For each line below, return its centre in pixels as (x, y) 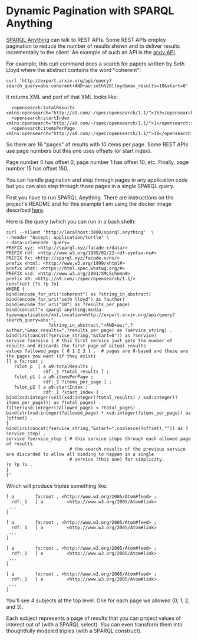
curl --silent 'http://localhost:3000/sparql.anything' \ (80, 232)
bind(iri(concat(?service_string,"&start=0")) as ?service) (82, 335)
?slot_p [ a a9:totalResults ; (54, 366)
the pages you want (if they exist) (51, 356)
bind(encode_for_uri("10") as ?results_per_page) (68, 304)
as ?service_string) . (145, 330)
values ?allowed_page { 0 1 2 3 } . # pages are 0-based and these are (97, 351)
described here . (25, 210)
